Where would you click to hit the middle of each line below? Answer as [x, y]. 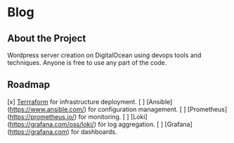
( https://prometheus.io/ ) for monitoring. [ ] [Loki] [77, 116]
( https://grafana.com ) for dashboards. [62, 132]
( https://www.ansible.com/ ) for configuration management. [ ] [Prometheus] [117, 109]
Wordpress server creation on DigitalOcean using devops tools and [104, 55]
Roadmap [29, 85]
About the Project [47, 38]
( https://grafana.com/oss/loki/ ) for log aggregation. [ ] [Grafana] [100, 124]
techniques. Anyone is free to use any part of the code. [87, 63]
